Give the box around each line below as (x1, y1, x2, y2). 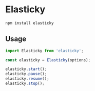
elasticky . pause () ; (5, 72, 47, 77)
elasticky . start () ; (5, 66, 47, 72)
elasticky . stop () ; (5, 81, 45, 86)
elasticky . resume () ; (5, 76, 50, 81)
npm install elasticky (5, 20, 54, 26)
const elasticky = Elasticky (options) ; (5, 57, 91, 62)
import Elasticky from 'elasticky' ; (5, 48, 84, 53)
